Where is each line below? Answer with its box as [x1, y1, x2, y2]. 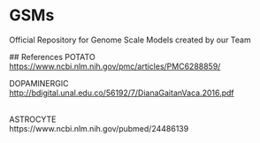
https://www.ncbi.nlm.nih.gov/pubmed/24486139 [9, 123, 189, 133]
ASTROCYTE [9, 114, 57, 124]
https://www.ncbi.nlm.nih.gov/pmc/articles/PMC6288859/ [9, 61, 221, 71]
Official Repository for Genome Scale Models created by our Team [9, 34, 251, 45]
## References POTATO [9, 51, 96, 62]
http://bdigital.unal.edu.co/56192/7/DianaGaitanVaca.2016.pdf [9, 87, 234, 98]
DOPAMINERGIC [9, 78, 69, 88]
